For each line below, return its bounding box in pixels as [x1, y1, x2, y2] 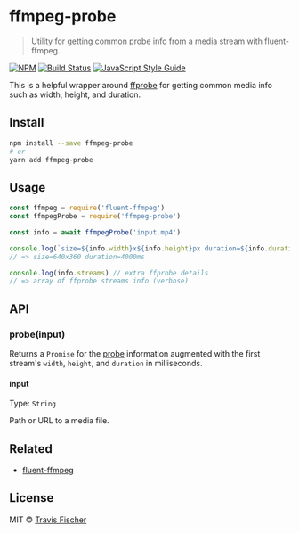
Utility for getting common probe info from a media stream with [30, 36, 263, 46]
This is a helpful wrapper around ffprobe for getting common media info [9, 79, 273, 90]
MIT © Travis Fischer [9, 514, 87, 525]
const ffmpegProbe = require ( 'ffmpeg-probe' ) [9, 212, 181, 221]
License [9, 490, 54, 505]
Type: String [9, 398, 56, 409]
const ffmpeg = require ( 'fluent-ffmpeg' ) [9, 203, 166, 213]
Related [9, 441, 53, 456]
